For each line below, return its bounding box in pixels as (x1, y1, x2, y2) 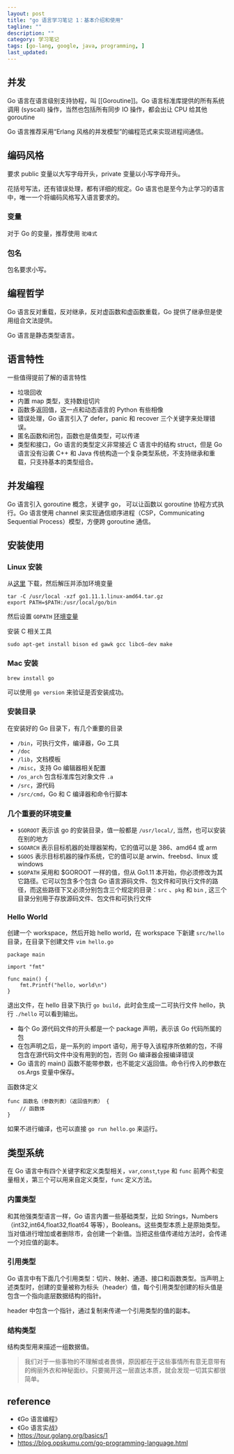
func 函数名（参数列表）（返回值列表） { (7, 1098, 110, 1105)
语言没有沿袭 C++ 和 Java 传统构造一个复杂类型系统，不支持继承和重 (17, 448, 216, 457)
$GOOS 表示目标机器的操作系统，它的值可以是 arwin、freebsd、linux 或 (17, 852, 218, 861)
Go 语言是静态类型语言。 (7, 331, 79, 339)
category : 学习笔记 (7, 36, 60, 43)
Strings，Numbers (164, 1212, 218, 1220)
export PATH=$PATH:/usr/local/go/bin (7, 600, 117, 607)
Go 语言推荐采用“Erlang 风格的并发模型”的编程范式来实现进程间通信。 (7, 127, 208, 136)
